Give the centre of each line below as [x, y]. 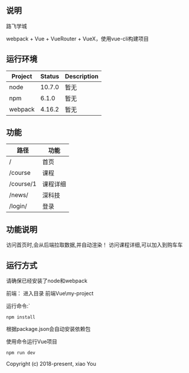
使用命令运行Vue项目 [32, 342]
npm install [21, 317]
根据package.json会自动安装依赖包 [48, 329]
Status [50, 76]
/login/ [18, 206]
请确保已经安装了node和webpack [47, 281]
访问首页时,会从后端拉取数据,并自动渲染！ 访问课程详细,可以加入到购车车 [94, 245]
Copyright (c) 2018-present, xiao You [51, 364]
